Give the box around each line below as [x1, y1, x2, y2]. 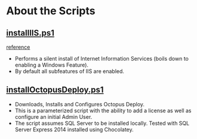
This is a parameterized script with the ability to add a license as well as [14, 107, 192, 114]
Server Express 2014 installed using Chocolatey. [14, 126, 134, 133]
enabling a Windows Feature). [14, 61, 88, 68]
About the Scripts [6, 4, 96, 18]
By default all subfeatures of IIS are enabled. [14, 68, 124, 75]
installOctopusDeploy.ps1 [6, 85, 104, 95]
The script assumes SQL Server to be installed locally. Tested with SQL [14, 119, 190, 127]
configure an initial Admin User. [14, 113, 93, 120]
